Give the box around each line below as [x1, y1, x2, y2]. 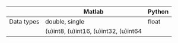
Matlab [83, 8, 104, 15]
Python [147, 8, 169, 15]
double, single [45, 18, 85, 25]
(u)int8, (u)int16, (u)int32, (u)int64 [45, 27, 142, 35]
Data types [9, 18, 40, 25]
